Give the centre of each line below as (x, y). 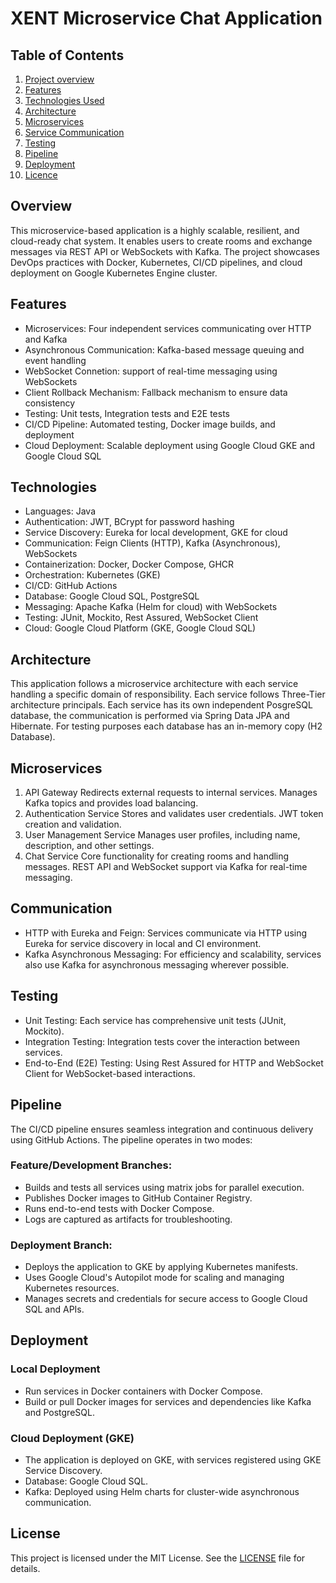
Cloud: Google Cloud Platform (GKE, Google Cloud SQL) (140, 628)
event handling (55, 360)
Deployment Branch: (61, 1245)
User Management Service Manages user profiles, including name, (162, 835)
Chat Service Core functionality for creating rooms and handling (157, 856)
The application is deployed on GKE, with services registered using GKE (173, 1460)
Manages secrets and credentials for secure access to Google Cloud (166, 1299)
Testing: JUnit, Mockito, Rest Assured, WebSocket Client (141, 618)
